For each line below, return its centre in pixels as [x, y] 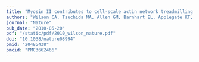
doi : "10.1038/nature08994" [41, 39]
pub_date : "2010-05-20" [36, 28]
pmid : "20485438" [28, 45]
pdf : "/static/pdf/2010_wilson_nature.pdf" [61, 34]
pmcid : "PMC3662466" [32, 50]
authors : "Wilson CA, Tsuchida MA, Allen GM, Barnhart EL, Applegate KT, [100, 17]
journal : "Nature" [29, 22]
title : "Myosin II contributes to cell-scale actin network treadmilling [100, 12]
